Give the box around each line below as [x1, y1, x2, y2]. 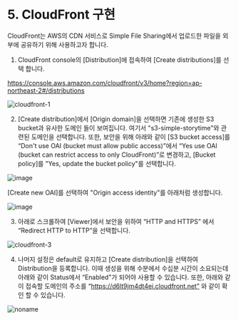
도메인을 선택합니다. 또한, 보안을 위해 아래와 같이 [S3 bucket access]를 [31, 133, 230, 141]
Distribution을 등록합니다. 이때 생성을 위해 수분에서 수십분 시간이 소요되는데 [17, 264, 229, 272]
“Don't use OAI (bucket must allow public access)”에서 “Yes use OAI [17, 141, 217, 150]
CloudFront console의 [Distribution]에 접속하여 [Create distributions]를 [17, 55, 222, 64]
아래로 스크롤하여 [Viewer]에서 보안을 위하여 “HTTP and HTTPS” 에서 [17, 217, 214, 225]
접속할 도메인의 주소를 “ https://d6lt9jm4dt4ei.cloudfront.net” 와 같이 [25, 282, 221, 290]
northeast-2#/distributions [7, 86, 85, 95]
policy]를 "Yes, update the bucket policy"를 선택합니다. [17, 159, 177, 167]
